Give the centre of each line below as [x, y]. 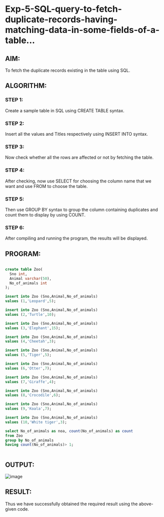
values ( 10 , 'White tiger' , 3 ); [36, 422]
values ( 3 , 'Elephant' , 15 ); [33, 328]
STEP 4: [15, 170]
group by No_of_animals [30, 440]
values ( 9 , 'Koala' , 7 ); [28, 409]
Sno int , [18, 274]
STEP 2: [15, 123]
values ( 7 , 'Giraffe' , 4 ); [31, 382]
